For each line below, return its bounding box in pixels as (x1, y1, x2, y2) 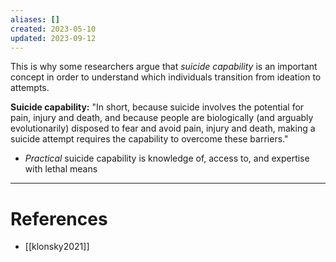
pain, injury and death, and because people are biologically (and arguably (10, 112, 314, 124)
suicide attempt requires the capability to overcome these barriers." (10, 133, 289, 145)
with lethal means (24, 163, 98, 175)
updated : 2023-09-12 (10, 33, 97, 43)
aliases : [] (10, 14, 60, 25)
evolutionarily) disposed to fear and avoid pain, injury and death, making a (10, 122, 316, 135)
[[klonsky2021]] (24, 241, 90, 253)
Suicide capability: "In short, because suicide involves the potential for (10, 101, 305, 113)
